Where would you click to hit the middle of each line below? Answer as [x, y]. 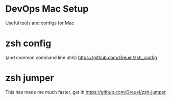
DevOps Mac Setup [47, 9]
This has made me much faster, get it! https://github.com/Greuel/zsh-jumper [86, 92]
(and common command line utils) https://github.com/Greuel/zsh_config [81, 57]
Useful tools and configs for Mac [40, 23]
